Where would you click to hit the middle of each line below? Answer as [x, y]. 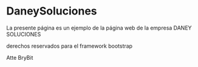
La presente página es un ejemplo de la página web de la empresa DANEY [99, 28]
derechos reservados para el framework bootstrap [69, 46]
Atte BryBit [20, 57]
